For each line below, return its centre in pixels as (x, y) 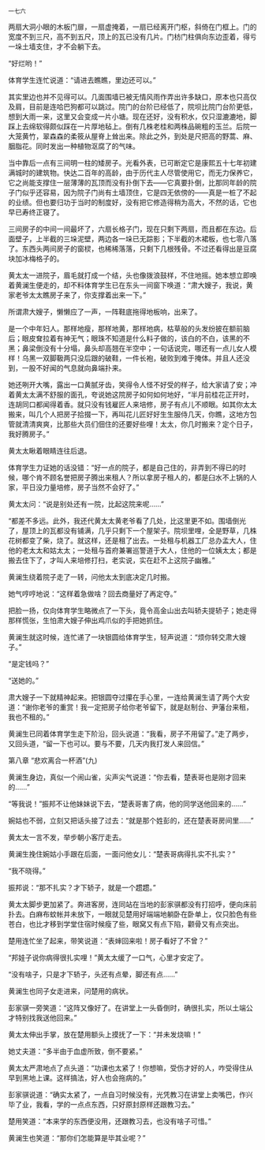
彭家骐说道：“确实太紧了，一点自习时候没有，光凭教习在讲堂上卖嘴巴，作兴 (131, 1094)
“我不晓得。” (27, 871)
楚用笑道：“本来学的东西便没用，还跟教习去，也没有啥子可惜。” (110, 1121)
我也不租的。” (29, 717)
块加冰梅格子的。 (36, 258)
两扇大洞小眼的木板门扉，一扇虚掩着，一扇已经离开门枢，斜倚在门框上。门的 (132, 27)
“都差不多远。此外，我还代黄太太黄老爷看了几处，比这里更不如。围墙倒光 (127, 521)
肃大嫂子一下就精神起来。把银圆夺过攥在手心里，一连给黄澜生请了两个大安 (129, 697)
